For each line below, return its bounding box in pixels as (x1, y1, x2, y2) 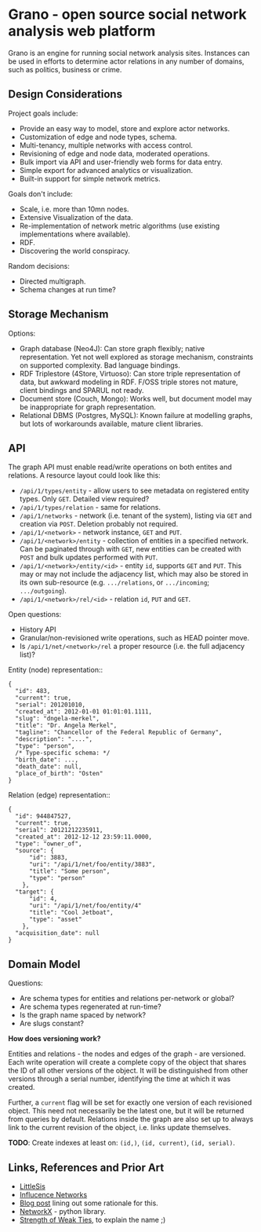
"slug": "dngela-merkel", (15, 715, 100, 723)
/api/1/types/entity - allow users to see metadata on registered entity (19, 486, 249, 496)
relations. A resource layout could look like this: (8, 471, 161, 480)
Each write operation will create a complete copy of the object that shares (8, 1058, 247, 1067)
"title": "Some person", (28, 867, 111, 875)
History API (19, 625, 56, 634)
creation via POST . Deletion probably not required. (19, 519, 179, 529)
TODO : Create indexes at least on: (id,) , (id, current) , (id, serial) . (8, 1138, 235, 1148)
